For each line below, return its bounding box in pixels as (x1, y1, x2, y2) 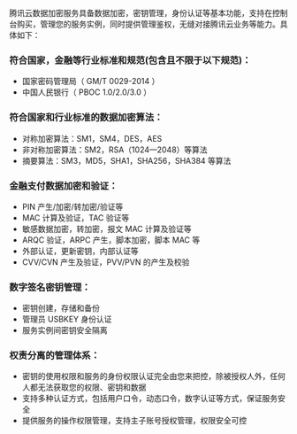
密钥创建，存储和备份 (21, 303, 100, 314)
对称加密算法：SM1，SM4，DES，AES (21, 133, 163, 143)
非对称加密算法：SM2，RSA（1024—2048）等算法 (21, 144, 208, 155)
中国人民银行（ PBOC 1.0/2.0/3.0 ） (21, 87, 152, 97)
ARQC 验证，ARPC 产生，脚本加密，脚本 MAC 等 (21, 234, 201, 245)
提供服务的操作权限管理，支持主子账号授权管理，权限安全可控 (21, 415, 247, 426)
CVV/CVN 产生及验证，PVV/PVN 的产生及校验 (21, 256, 190, 267)
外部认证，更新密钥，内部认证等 (21, 245, 139, 256)
